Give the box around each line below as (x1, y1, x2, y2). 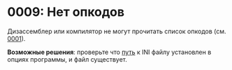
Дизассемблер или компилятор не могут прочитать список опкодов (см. (7, 27, 226, 35)
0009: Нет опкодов (7, 4, 124, 20)
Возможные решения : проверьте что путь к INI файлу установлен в (7, 48, 212, 56)
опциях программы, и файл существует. (7, 55, 127, 63)
